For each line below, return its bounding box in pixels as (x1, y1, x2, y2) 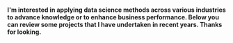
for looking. (7, 28, 42, 36)
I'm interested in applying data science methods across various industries (7, 6, 226, 14)
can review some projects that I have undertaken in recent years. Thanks (7, 20, 223, 28)
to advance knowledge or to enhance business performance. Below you (7, 12, 219, 21)
